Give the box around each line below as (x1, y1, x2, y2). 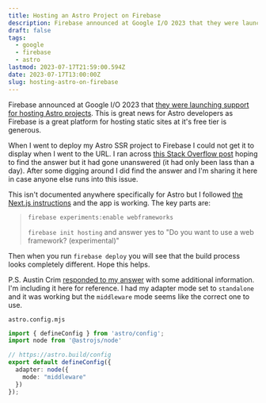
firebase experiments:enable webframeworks (27, 213, 174, 221)
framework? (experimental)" (27, 236, 120, 245)
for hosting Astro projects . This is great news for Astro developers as (8, 108, 234, 117)
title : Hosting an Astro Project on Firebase (8, 11, 161, 20)
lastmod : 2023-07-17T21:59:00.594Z (8, 63, 126, 71)
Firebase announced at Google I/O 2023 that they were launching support (8, 100, 249, 109)
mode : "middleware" (22, 373, 87, 381)
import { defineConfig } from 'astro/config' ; (8, 329, 165, 337)
